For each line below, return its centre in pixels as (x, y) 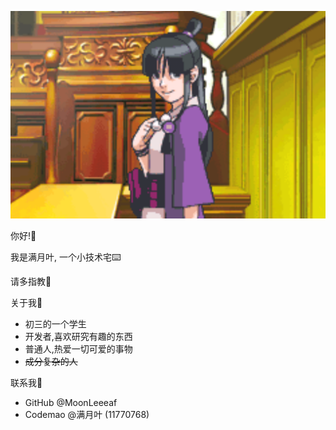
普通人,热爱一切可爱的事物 (78, 348)
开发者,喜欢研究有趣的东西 (78, 336)
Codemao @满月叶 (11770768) (87, 414)
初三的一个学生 (55, 323)
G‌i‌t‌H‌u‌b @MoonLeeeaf (71, 402)
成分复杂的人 (51, 361)
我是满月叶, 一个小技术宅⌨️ (66, 257)
